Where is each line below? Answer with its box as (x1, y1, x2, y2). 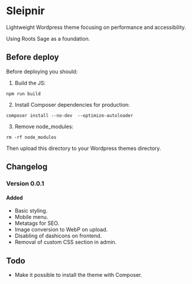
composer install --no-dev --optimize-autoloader (6, 112, 134, 119)
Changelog (6, 162, 48, 172)
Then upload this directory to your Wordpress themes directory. (6, 145, 161, 152)
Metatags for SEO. (14, 220, 60, 227)
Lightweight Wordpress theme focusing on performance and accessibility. (6, 24, 186, 31)
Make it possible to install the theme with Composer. (14, 272, 142, 279)
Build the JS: (14, 79, 46, 86)
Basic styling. (14, 207, 48, 214)
